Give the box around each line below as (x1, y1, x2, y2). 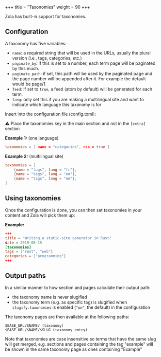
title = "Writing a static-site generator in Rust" (5, 235, 112, 240)
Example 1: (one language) (5, 135, 59, 141)
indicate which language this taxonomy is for (12, 102, 102, 107)
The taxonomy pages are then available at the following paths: (5, 314, 129, 320)
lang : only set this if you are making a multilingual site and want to (12, 96, 144, 102)
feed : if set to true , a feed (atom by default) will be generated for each (12, 86, 153, 92)
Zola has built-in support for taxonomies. (5, 14, 86, 19)
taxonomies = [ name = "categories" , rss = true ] (5, 144, 110, 149)
